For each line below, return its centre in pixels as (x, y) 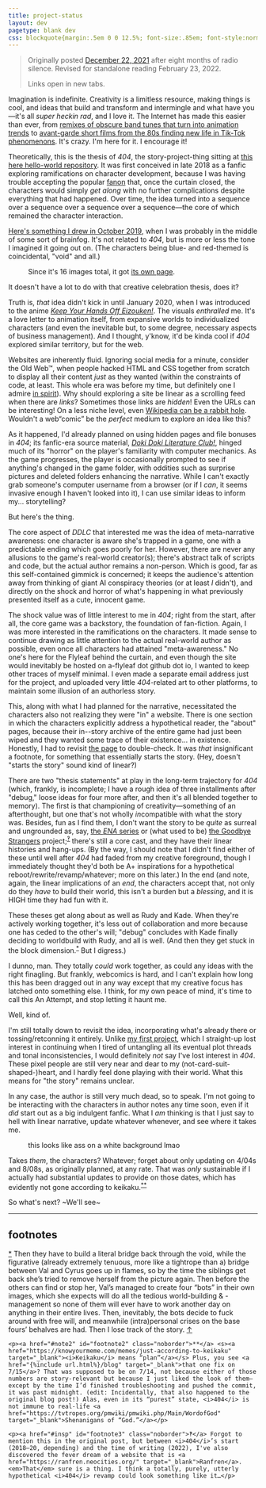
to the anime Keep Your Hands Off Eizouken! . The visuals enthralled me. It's (132, 311)
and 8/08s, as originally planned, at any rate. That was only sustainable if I (129, 1169)
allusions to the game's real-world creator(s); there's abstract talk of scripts (131, 558)
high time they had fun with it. (58, 900)
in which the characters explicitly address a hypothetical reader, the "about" (132, 723)
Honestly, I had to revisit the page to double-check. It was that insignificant (131, 748)
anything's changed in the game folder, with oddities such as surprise (122, 468)
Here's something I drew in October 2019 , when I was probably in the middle (133, 231)
